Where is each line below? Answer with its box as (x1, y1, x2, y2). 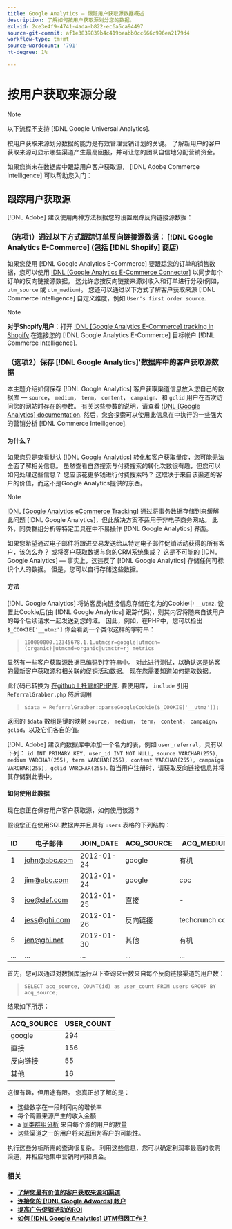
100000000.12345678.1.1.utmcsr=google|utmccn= (23, 638, 161, 646)
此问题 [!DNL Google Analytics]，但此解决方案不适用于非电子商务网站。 (7, 516, 211, 524)
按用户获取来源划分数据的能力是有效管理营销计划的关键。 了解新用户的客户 (7, 139, 221, 147)
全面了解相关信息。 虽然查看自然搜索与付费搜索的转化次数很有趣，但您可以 (7, 462, 221, 470)
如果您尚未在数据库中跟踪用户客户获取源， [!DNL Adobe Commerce (7, 162, 200, 170)
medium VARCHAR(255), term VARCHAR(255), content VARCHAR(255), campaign (7, 756, 224, 764)
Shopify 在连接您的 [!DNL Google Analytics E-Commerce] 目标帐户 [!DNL (7, 330, 215, 339)
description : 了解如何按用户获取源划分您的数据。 (7, 17, 135, 24)
